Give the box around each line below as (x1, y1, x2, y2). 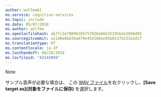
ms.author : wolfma (5, 27, 44, 32)
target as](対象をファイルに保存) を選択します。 (5, 86, 106, 92)
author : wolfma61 (5, 7, 42, 13)
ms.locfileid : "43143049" (5, 55, 60, 60)
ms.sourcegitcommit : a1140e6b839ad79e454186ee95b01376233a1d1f (5, 36, 142, 41)
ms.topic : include (5, 17, 44, 22)
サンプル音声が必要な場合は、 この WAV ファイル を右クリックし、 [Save (5, 80, 156, 86)
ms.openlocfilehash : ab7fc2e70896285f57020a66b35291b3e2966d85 (5, 31, 142, 36)
